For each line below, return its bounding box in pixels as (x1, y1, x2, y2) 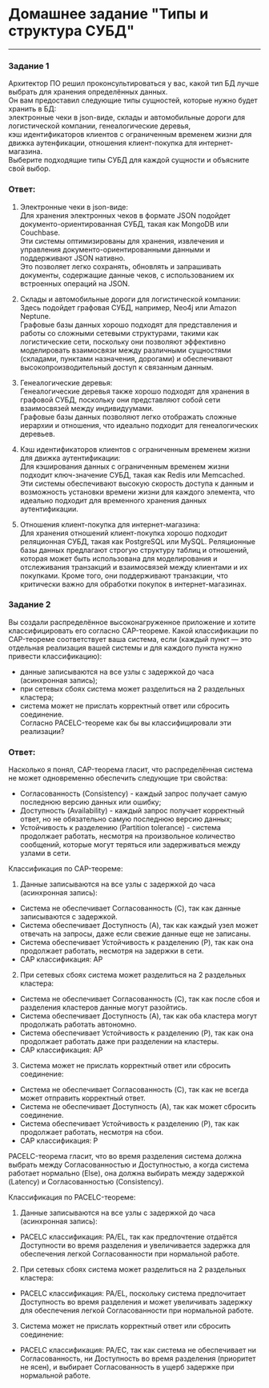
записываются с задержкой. (19, 912, 118, 922)
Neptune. (19, 311, 51, 321)
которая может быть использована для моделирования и (19, 554, 218, 563)
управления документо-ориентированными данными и (19, 244, 211, 254)
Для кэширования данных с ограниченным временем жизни (19, 462, 230, 471)
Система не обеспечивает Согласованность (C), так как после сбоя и (19, 995, 260, 1004)
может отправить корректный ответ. (19, 1093, 146, 1103)
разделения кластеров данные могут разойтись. (19, 1003, 188, 1012)
